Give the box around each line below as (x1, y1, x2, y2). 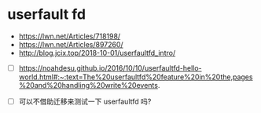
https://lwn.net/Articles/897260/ (18, 39, 123, 49)
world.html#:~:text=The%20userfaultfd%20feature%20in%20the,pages (18, 72, 253, 82)
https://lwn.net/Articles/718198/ (18, 31, 121, 41)
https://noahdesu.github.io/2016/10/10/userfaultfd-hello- (18, 63, 202, 72)
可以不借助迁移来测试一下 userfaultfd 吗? (18, 97, 152, 106)
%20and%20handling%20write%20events (18, 81, 159, 89)
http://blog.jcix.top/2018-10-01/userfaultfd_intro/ (18, 48, 176, 57)
